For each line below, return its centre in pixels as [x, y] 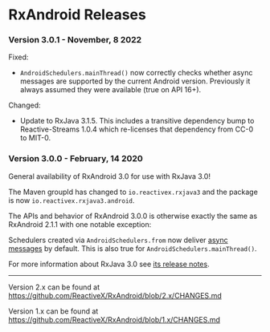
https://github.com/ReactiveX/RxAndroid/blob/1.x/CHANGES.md [115, 319]
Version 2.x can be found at [54, 287]
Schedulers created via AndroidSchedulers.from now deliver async [118, 240]
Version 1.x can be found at [53, 311]
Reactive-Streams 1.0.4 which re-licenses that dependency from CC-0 [137, 129]
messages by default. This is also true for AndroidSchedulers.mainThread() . [133, 248]
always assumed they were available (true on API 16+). [110, 90]
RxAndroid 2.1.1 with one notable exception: [80, 224]
